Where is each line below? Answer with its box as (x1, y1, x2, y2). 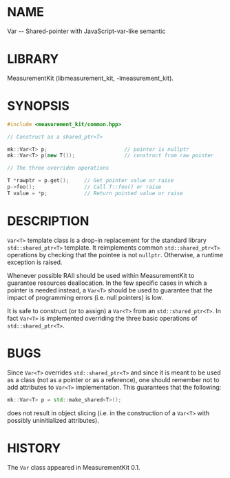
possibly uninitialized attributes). (7, 416, 100, 424)
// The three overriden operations (7, 165, 109, 172)
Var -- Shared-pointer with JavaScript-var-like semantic (7, 27, 166, 35)
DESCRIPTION (7, 213, 90, 228)
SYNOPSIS (7, 98, 70, 114)
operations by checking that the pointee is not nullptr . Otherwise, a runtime (7, 250, 224, 259)
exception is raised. (7, 258, 63, 266)
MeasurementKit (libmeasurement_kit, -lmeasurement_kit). (7, 74, 174, 82)
